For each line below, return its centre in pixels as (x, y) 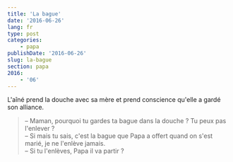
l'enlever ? (40, 129)
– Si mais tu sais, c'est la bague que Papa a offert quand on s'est (119, 136)
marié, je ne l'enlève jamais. (65, 144)
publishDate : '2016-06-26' (47, 54)
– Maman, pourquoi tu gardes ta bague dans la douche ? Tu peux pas (125, 121)
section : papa (28, 66)
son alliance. (26, 108)
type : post (23, 34)
